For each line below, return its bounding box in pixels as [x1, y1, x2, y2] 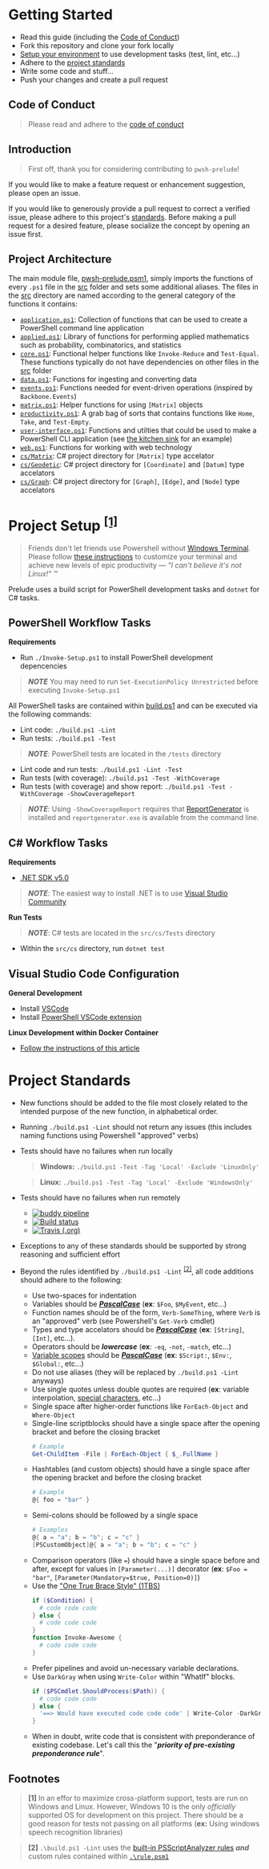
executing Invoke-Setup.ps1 [27, 685, 120, 695]
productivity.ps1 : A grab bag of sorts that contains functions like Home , [19, 408, 255, 418]
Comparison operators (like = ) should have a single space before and [31, 1555, 260, 1565]
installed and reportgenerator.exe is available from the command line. [27, 813, 259, 823]
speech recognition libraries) [27, 1827, 123, 1837]
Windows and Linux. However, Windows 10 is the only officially [27, 1802, 236, 1811]
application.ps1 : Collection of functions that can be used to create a [19, 315, 248, 324]
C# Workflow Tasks [8, 836, 108, 850]
